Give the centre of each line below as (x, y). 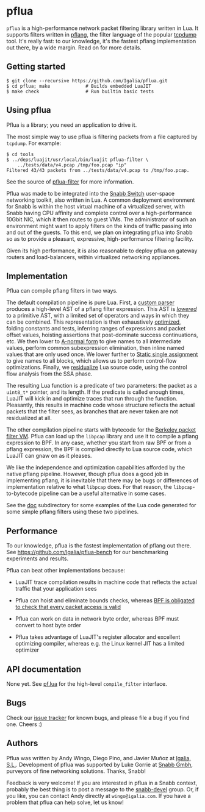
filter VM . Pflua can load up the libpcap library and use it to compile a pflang (102, 436)
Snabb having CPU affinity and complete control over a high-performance (99, 213)
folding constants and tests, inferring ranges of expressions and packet (96, 329)
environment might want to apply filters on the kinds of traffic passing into (99, 226)
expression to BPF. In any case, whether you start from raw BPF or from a (99, 443)
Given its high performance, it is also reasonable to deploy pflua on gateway (102, 251)
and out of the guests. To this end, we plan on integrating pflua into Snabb (99, 232)
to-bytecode (22, 493)
